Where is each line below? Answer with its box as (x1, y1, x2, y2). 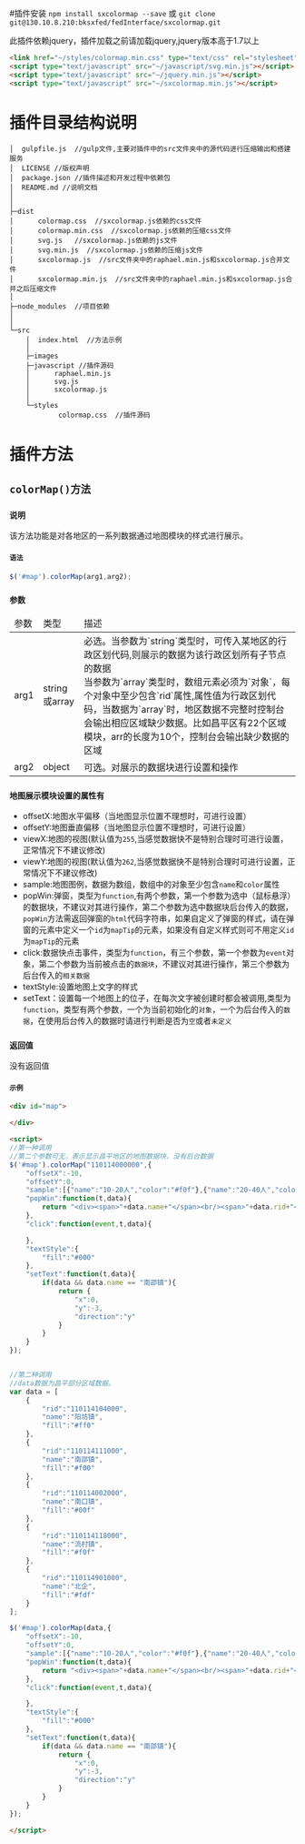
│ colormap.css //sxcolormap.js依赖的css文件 (9, 217, 202, 226)
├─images (25, 351, 59, 361)
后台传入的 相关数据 (22, 969, 91, 980)
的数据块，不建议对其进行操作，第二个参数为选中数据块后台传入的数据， (22, 901, 293, 912)
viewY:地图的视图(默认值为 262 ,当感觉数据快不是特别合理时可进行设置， (22, 856, 288, 866)
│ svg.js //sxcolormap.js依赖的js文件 (9, 236, 178, 246)
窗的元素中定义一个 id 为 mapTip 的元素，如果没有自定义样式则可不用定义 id (22, 924, 295, 935)
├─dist (9, 208, 34, 217)
